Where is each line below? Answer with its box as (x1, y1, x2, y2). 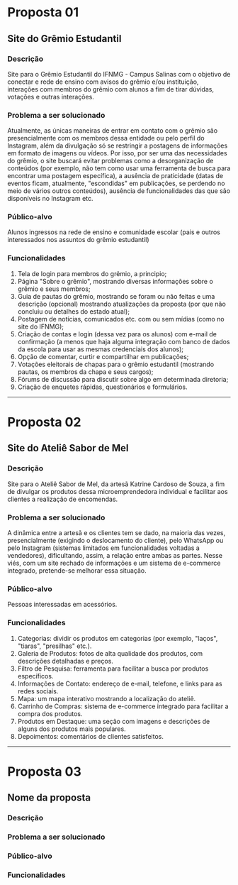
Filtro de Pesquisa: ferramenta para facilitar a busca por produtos (17, 664, 209, 673)
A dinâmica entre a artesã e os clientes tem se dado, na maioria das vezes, (7, 528, 226, 537)
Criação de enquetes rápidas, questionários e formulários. (17, 383, 188, 391)
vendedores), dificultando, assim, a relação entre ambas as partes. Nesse (7, 551, 223, 559)
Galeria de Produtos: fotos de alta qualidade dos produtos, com (17, 649, 203, 657)
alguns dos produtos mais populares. (17, 725, 126, 733)
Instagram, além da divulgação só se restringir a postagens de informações (7, 141, 228, 150)
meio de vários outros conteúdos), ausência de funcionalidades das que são (7, 187, 231, 195)
